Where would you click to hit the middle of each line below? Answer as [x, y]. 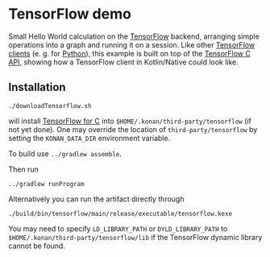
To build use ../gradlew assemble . [65, 153]
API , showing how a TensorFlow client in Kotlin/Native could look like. [124, 62]
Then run [23, 169]
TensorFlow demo [70, 14]
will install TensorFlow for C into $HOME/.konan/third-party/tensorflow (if [130, 121]
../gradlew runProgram [46, 184]
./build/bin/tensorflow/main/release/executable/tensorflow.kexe [120, 213]
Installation [37, 87]
